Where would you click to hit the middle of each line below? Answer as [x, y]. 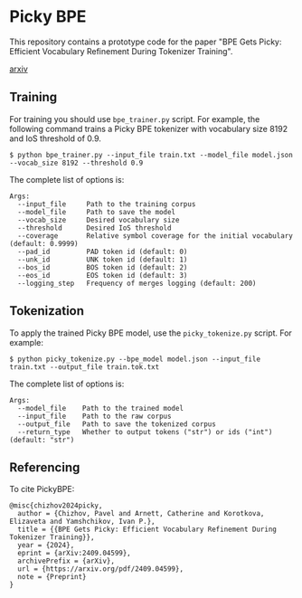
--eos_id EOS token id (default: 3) [103, 275]
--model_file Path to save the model [97, 212]
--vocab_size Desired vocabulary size [99, 220]
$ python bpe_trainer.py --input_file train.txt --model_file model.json [151, 155]
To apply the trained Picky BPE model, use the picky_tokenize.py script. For [151, 333]
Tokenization [47, 311]
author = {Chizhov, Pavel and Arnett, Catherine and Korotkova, [141, 514]
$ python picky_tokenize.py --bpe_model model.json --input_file [135, 359]
